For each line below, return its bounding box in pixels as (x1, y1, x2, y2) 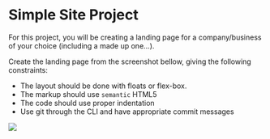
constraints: (8, 65, 49, 74)
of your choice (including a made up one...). (8, 40, 155, 50)
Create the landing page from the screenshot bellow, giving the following (8, 57, 251, 66)
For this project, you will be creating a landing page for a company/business (8, 32, 262, 42)
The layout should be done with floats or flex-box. (19, 81, 187, 91)
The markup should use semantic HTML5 (19, 89, 157, 99)
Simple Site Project (8, 6, 139, 24)
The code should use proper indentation (19, 98, 156, 107)
